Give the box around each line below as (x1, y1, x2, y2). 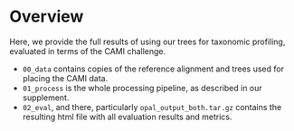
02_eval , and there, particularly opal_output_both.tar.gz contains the (22, 101, 282, 112)
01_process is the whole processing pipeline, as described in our (22, 82, 262, 93)
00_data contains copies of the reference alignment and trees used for (22, 63, 285, 74)
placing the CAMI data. (22, 72, 109, 83)
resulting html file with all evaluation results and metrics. (22, 111, 232, 122)
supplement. (22, 92, 70, 103)
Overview (9, 6, 84, 27)
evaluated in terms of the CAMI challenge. (9, 45, 166, 56)
